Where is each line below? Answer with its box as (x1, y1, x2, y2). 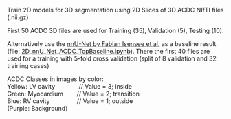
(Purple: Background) (7, 105, 68, 112)
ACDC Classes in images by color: (7, 75, 104, 83)
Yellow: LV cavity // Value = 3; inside (7, 83, 133, 90)
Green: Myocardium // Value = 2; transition (7, 89, 140, 98)
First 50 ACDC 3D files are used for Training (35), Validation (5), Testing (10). (7, 27, 224, 34)
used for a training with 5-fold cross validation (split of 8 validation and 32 (7, 54, 217, 63)
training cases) (7, 62, 49, 69)
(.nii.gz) (7, 13, 29, 21)
